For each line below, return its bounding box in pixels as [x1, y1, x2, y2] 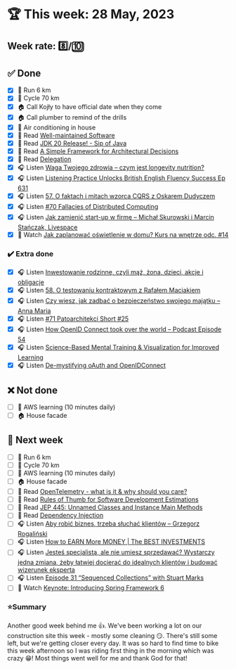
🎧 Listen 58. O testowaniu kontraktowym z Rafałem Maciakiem [17, 286, 201, 295]
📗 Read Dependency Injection [17, 511, 104, 520]
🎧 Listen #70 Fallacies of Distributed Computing [17, 202, 159, 210]
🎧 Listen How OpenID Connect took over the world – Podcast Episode [17, 325, 222, 333]
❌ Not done [7, 384, 58, 396]
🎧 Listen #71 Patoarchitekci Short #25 [17, 314, 129, 323]
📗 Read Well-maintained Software [17, 131, 115, 139]
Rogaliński [17, 530, 48, 538]
